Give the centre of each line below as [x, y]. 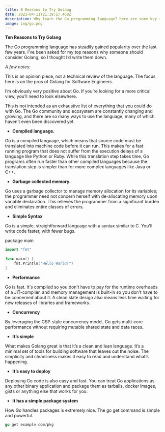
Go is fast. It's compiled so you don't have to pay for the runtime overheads [82, 287]
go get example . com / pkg [29, 424]
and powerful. [19, 415]
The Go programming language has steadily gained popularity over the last [81, 47]
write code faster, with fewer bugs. [40, 231]
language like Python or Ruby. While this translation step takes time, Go [77, 156]
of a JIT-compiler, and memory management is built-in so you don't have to [82, 292]
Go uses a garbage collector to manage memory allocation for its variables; [81, 191]
